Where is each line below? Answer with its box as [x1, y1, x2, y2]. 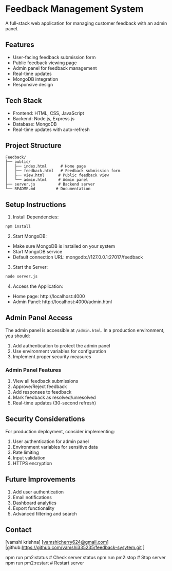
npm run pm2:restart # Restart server [5, 560, 85, 566]
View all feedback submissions [12, 378, 79, 384]
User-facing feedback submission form [12, 54, 96, 60]
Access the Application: [12, 283, 63, 289]
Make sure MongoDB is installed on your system [12, 243, 116, 249]
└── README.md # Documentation [5, 186, 91, 192]
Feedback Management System [5, 3, 144, 15]
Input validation [12, 454, 46, 461]
